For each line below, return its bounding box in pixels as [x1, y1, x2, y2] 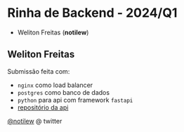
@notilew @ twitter [7, 117, 63, 125]
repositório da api [17, 103, 69, 112]
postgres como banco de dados [17, 88, 110, 96]
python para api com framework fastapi [17, 95, 133, 104]
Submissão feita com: [7, 67, 70, 75]
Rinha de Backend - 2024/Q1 [7, 5, 178, 21]
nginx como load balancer [17, 81, 93, 89]
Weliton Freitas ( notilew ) [17, 28, 89, 37]
